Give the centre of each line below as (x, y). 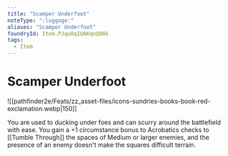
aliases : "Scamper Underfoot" (52, 27)
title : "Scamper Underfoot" (49, 14)
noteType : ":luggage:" (41, 20)
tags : (15, 40)
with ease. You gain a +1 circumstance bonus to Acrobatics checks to (108, 130)
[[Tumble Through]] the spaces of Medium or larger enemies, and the (108, 137)
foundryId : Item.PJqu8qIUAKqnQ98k (58, 34)
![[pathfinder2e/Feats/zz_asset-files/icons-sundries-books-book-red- (109, 101)
